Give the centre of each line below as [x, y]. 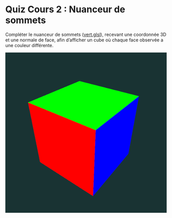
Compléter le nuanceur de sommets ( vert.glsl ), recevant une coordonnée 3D [86, 34]
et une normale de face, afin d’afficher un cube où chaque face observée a [84, 40]
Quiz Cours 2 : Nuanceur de [65, 9]
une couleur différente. [29, 45]
